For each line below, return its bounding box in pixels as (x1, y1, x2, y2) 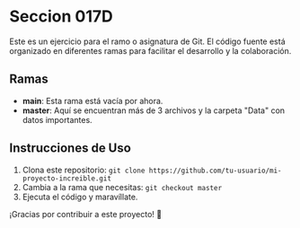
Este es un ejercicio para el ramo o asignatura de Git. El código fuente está (9, 36, 286, 47)
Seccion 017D (9, 6, 114, 27)
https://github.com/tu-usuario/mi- (148, 166, 282, 175)
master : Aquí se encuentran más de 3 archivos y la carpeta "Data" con (22, 105, 286, 116)
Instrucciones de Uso (9, 141, 132, 156)
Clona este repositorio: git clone (22, 164, 146, 175)
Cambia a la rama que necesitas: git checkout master (22, 181, 223, 192)
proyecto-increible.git (22, 173, 112, 183)
